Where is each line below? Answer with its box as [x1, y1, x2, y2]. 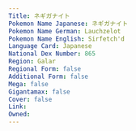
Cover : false [8, 95, 53, 103]
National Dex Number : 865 [8, 50, 96, 58]
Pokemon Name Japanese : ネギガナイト [8, 20, 129, 28]
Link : [8, 103, 27, 111]
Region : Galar [8, 58, 57, 66]
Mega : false [8, 80, 49, 88]
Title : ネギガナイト [8, 11, 70, 20]
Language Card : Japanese [8, 42, 92, 50]
